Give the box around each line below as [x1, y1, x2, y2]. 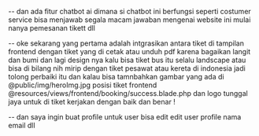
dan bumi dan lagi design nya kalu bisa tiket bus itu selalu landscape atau [8, 55, 246, 64]
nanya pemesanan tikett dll [8, 24, 96, 32]
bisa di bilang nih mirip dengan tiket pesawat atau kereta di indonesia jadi [8, 64, 246, 73]
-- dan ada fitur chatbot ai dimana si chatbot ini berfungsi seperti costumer [8, 7, 252, 16]
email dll [8, 121, 35, 130]
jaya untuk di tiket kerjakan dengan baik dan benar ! [8, 97, 176, 106]
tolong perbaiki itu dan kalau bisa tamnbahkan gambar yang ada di [8, 72, 224, 81]
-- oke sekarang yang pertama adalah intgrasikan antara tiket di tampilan [8, 39, 244, 48]
